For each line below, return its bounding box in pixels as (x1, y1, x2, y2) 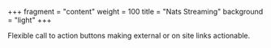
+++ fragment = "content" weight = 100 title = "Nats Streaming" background (7, 7, 264, 16)
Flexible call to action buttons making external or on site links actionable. (7, 31, 251, 40)
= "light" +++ (7, 15, 52, 25)
